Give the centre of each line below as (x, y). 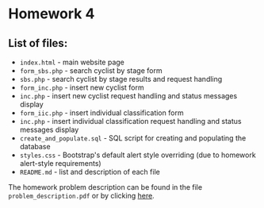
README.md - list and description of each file (90, 172)
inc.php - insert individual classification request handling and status (130, 121)
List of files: (38, 43)
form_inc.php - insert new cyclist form (82, 87)
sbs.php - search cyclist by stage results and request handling (121, 79)
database (35, 146)
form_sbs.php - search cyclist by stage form (91, 71)
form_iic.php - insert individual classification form (101, 113)
